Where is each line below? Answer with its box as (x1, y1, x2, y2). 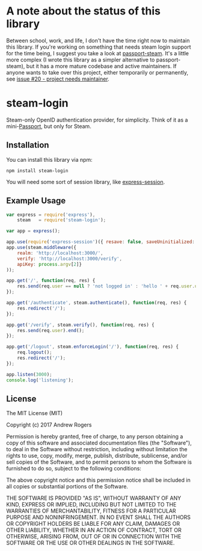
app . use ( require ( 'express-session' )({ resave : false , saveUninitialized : (6, 239, 195, 245)
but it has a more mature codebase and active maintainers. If (26, 62, 177, 70)
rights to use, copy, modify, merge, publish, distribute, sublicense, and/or (6, 452, 188, 460)
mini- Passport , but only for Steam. (6, 122, 91, 130)
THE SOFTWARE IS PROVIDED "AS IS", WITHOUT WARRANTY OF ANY (6, 494, 182, 502)
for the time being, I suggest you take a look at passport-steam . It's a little (6, 49, 189, 57)
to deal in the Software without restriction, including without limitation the (6, 446, 188, 453)
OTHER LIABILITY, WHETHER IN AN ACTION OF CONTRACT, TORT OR (6, 526, 182, 534)
